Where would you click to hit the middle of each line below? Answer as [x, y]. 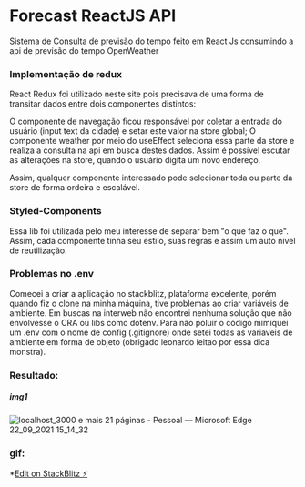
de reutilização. [38, 250]
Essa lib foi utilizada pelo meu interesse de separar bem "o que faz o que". [149, 231]
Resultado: [34, 375]
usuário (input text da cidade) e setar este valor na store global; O [133, 131]
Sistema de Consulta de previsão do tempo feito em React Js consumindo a [152, 41]
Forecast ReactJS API [92, 16]
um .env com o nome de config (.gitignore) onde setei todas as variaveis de [151, 332]
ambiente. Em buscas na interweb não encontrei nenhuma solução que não [151, 313]
